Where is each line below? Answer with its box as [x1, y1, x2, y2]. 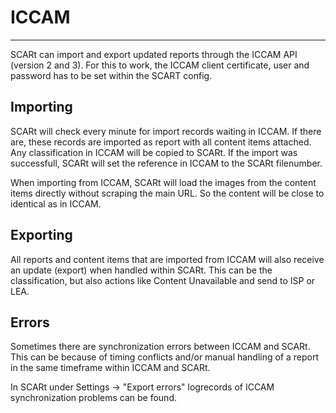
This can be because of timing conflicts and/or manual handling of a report [10, 351, 320, 363]
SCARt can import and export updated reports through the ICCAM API [10, 48, 298, 60]
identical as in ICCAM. [10, 197, 102, 210]
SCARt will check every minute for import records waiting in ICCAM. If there [10, 125, 322, 137]
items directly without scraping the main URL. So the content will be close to [10, 187, 325, 199]
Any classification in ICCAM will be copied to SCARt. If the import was [10, 146, 298, 158]
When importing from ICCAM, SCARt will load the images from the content [10, 176, 317, 188]
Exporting [10, 227, 73, 244]
